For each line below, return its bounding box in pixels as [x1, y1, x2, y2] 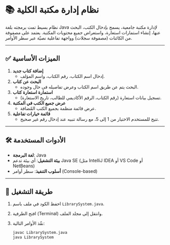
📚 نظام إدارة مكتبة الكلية [5, 4, 99, 16]
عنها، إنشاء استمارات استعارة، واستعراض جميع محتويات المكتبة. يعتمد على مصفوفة [5, 29, 161, 35]
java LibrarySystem [12, 235, 54, 240]
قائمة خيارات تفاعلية [12, 111, 51, 117]
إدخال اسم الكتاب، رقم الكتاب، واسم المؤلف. [20, 73, 105, 79]
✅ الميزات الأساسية [5, 54, 60, 63]
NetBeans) [12, 163, 35, 169]
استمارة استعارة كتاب [12, 89, 53, 95]
